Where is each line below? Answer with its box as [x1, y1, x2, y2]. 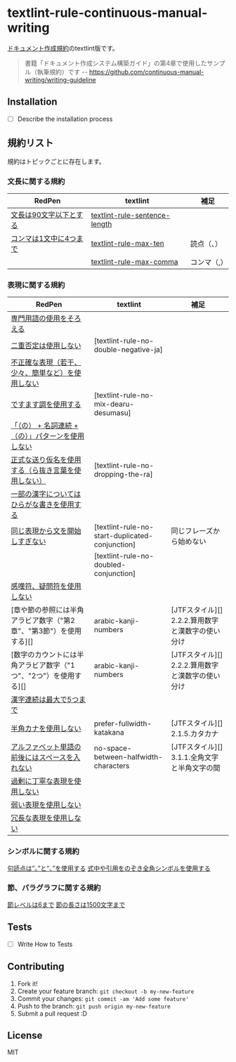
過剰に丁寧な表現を [11, 776, 75, 786]
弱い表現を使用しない [11, 800, 82, 810]
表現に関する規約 [7, 280, 65, 289]
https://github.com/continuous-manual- [88, 67, 204, 76]
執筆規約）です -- [37, 67, 88, 76]
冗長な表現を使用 [11, 813, 68, 823]
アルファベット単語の [11, 742, 81, 752]
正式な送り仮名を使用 [11, 455, 82, 465]
